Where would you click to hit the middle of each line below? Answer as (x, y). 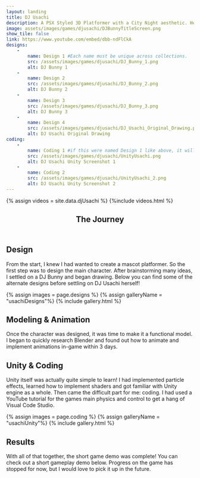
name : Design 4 (46, 123)
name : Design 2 (46, 78)
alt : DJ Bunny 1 (48, 67)
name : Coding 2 (46, 173)
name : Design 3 (46, 100)
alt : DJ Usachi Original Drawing (69, 134)
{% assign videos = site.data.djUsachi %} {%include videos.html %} (90, 201)
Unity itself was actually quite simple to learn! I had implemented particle (95, 380)
